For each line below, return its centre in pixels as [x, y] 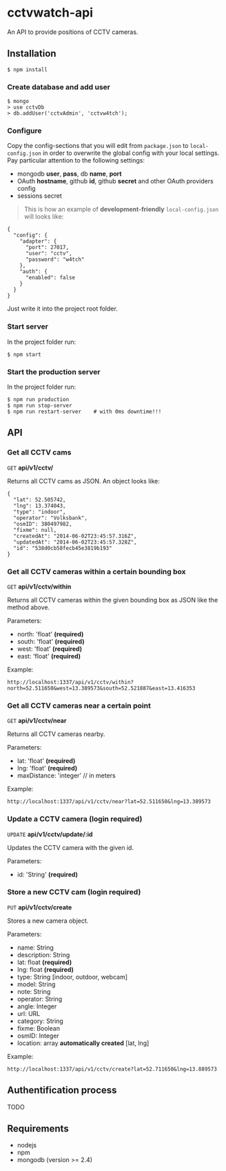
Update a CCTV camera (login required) [75, 819]
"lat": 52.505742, [40, 499]
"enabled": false [50, 278]
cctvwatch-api [50, 13]
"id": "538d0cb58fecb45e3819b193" [63, 548]
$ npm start [24, 354]
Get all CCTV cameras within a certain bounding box [96, 571]
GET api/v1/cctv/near [37, 721]
